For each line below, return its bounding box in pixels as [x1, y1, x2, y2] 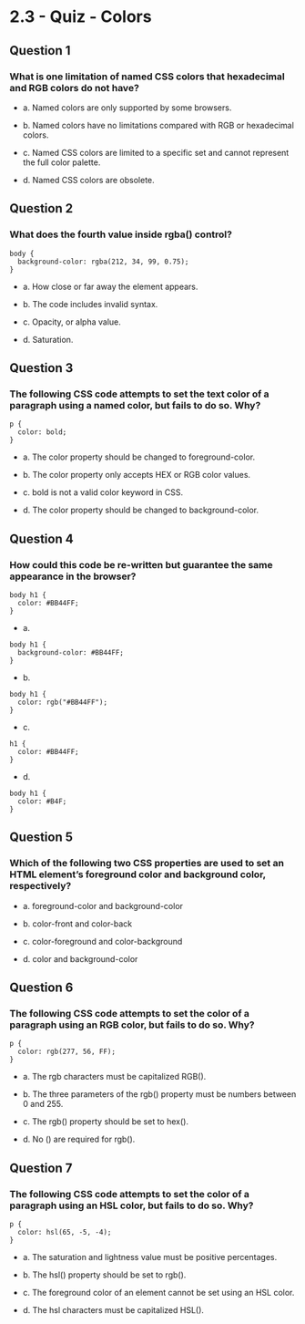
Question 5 [9, 830, 74, 845]
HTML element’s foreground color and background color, [9, 868, 267, 881]
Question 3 [9, 360, 74, 376]
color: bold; [17, 428, 67, 437]
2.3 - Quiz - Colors [9, 6, 152, 27]
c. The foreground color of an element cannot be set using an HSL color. [22, 1288, 295, 1298]
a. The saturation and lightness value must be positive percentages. [22, 1252, 278, 1262]
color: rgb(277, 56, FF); [17, 1047, 117, 1057]
